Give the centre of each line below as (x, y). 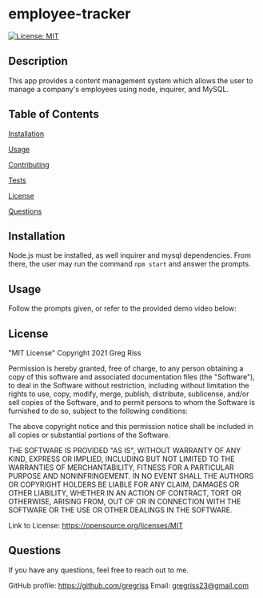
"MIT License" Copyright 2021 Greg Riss (75, 353)
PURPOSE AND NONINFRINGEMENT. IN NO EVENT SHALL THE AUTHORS (131, 476)
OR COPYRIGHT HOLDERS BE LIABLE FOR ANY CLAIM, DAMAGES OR (124, 484)
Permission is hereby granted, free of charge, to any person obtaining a (126, 368)
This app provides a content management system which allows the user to (131, 80)
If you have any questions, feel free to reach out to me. (99, 570)
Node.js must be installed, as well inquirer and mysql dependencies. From (130, 255)
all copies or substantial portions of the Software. (89, 435)
